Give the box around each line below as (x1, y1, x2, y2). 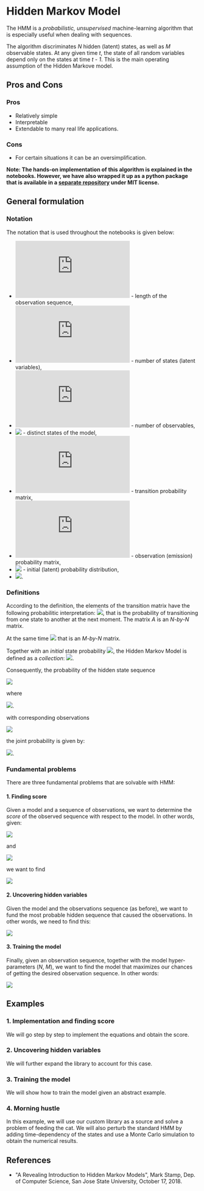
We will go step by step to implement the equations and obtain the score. (6, 1031, 190, 1038)
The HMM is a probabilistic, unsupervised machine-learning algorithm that (6, 24, 194, 32)
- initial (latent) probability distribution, (23, 566, 119, 573)
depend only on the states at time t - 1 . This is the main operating (6, 55, 169, 63)
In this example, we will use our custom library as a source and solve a (6, 1118, 183, 1125)
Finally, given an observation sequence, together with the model (6, 956, 167, 964)
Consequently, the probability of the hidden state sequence (6, 666, 156, 674)
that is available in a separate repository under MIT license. (6, 179, 160, 186)
